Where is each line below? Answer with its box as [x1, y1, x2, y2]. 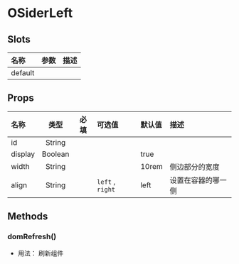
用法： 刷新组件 [17, 248, 64, 257]
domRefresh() [7, 232, 57, 242]
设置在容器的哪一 [169, 175, 228, 185]
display [11, 149, 36, 159]
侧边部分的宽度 [169, 162, 221, 172]
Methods [7, 211, 48, 223]
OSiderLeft [7, 5, 73, 21]
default [11, 68, 35, 77]
